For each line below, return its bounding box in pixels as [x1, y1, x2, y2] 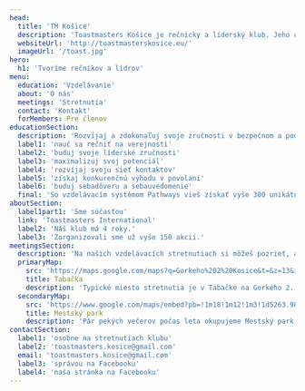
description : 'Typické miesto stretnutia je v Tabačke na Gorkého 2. [25, 283, 295, 292]
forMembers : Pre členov [17, 114, 107, 123]
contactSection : [9, 326, 71, 335]
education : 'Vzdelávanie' [17, 81, 116, 90]
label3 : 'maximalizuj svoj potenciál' [17, 156, 165, 166]
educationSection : [9, 123, 79, 132]
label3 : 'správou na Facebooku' [17, 359, 141, 368]
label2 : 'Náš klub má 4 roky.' [17, 224, 136, 233]
